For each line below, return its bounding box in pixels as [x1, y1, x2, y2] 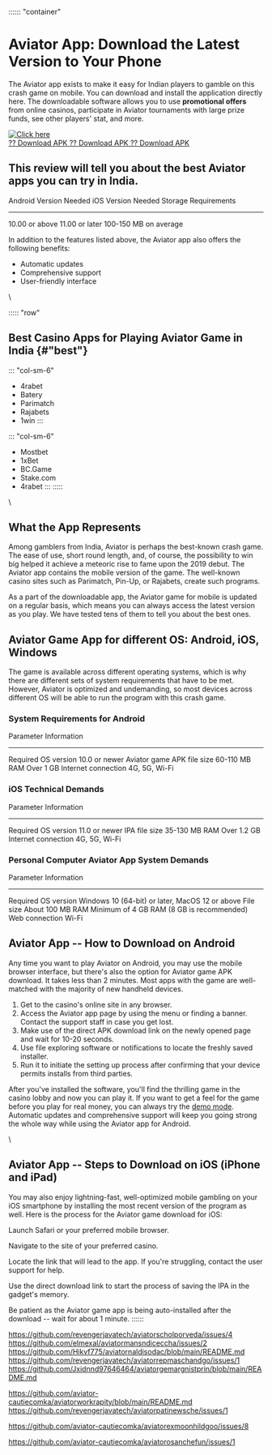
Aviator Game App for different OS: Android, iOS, [8, 632, 259, 647]
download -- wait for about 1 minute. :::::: [8, 1313, 144, 1324]
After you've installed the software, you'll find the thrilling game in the [8, 1084, 240, 1093]
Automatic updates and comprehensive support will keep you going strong [8, 1110, 257, 1119]
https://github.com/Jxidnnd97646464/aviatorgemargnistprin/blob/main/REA [8, 1363, 262, 1373]
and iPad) [8, 1170, 58, 1184]
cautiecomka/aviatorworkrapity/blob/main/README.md [8, 1397, 193, 1406]
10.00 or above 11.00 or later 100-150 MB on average [8, 219, 184, 229]
